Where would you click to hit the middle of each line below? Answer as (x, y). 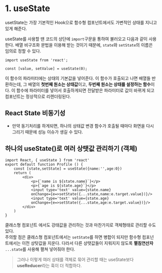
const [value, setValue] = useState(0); (46, 68)
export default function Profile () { (44, 164)
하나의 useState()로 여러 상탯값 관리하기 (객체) (71, 149)
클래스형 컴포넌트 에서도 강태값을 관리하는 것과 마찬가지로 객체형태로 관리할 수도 (81, 225)
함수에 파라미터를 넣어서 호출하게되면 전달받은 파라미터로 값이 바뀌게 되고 (85, 90)
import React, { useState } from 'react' (47, 160)
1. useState (28, 8)
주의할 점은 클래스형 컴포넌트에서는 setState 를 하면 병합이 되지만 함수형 (73, 237)
